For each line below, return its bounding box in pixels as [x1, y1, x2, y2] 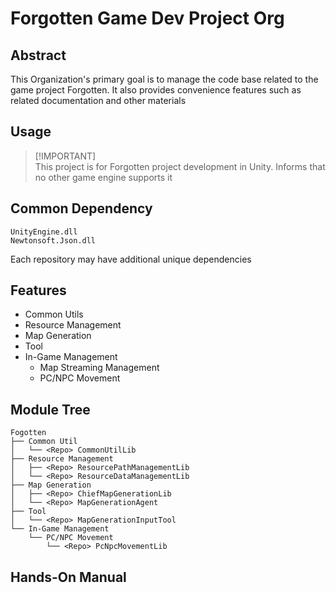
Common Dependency [10, 200, 153, 217]
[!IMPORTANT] [34, 150, 97, 162]
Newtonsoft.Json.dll [10, 235, 97, 246]
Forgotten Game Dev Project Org [10, 7, 285, 30]
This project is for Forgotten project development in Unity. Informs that [34, 160, 326, 172]
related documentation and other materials [10, 95, 187, 106]
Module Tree [10, 401, 91, 418]
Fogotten [10, 428, 47, 438]
